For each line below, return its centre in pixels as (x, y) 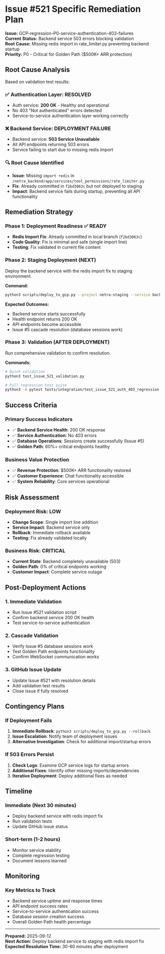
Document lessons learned (40, 861)
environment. (18, 276)
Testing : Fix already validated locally (49, 538)
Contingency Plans (35, 706)
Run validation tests (32, 821)
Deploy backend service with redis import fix (57, 816)
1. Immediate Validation (33, 601)
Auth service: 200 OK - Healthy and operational (61, 105)
